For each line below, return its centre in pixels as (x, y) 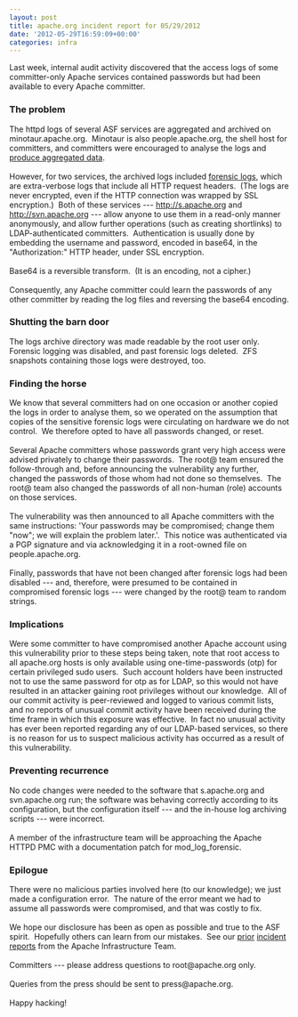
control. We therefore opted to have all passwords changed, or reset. (137, 432)
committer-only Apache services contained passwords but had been (135, 77)
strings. (23, 601)
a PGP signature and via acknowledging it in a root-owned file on (128, 545)
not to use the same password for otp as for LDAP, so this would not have (144, 682)
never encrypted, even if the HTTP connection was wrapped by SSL (134, 195)
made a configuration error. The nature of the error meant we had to (135, 899)
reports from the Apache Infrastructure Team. (93, 946)
